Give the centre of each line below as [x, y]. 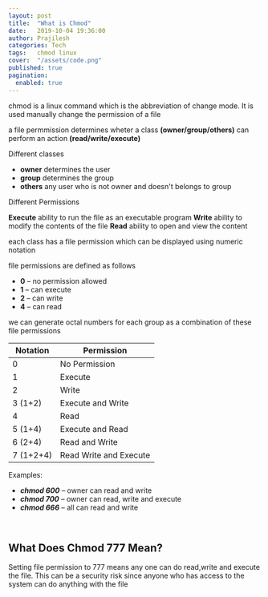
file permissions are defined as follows [72, 265]
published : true [35, 68]
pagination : [28, 75]
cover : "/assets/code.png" [55, 61]
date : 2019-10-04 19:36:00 [57, 30]
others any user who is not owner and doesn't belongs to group [126, 186]
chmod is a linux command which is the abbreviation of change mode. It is [131, 106]
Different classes [36, 154]
